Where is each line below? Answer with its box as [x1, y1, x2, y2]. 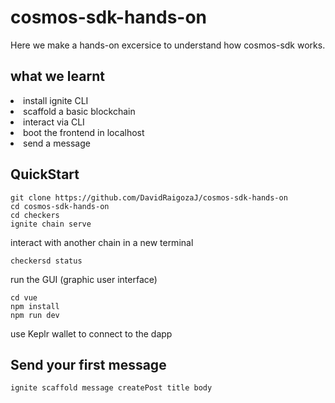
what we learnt [10, 68, 105, 85]
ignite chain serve [10, 219, 92, 229]
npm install [10, 301, 60, 311]
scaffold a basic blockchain [23, 105, 136, 117]
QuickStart [10, 166, 80, 183]
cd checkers [10, 210, 60, 220]
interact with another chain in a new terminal [10, 236, 194, 248]
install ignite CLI [23, 94, 89, 106]
